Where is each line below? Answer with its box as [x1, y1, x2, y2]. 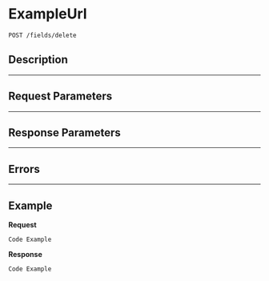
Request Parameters [8, 90, 113, 103]
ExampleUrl [8, 5, 87, 23]
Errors [8, 162, 40, 176]
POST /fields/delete [8, 31, 78, 39]
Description [8, 53, 68, 66]
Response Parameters [8, 126, 122, 139]
